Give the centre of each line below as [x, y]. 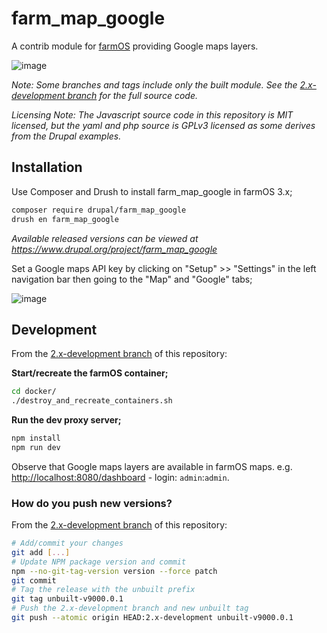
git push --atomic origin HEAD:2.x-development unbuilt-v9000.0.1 [152, 618]
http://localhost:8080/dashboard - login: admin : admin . [120, 477]
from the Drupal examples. [66, 136]
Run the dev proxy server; [66, 420]
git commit [34, 580]
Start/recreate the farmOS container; [90, 373]
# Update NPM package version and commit [99, 562]
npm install [36, 438]
